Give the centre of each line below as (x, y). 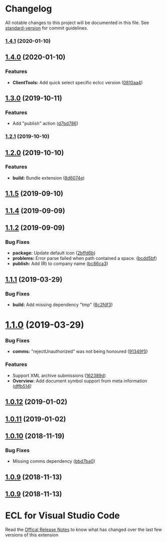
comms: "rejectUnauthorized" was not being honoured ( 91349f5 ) (80, 351)
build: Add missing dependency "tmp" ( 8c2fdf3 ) (62, 305)
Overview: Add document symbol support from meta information (80, 381)
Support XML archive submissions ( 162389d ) (59, 375)
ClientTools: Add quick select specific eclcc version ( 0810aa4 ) (77, 82)
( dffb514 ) (22, 386)
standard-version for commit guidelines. (47, 28)
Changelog (29, 9)
